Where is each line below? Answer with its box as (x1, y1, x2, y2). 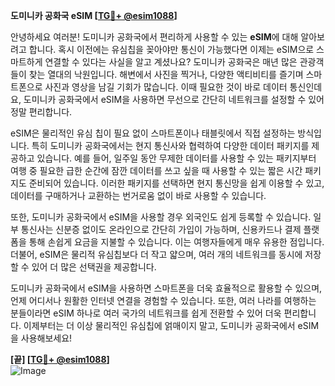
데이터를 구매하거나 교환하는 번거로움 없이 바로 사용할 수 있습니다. (10, 190, 267, 201)
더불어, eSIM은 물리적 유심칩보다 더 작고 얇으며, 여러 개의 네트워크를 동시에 (10, 249, 303, 260)
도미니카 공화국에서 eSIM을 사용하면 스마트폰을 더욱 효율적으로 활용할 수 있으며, (10, 282, 323, 294)
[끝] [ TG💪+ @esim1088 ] (10, 354, 110, 365)
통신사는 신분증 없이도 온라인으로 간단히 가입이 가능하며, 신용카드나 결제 (20, 224, 302, 235)
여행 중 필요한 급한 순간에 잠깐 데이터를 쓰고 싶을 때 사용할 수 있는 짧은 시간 (10, 165, 303, 176)
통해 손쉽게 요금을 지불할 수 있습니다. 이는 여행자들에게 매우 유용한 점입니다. (28, 236, 325, 248)
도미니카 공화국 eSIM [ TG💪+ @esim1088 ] (10, 10, 178, 21)
